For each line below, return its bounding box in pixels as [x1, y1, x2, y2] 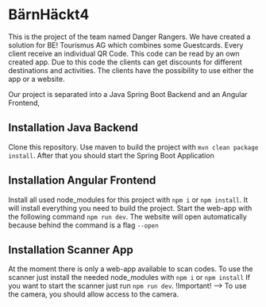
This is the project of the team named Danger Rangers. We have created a [8, 32, 251, 41]
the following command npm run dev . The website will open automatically [8, 212, 248, 221]
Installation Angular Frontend [8, 173, 156, 188]
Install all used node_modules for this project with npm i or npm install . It [8, 195, 249, 204]
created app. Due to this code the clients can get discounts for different [8, 57, 242, 67]
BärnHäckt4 [8, 6, 90, 24]
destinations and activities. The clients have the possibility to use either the [8, 65, 254, 75]
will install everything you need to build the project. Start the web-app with [8, 203, 253, 212]
